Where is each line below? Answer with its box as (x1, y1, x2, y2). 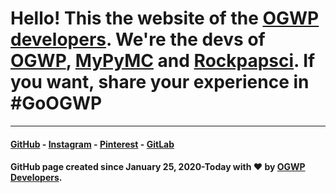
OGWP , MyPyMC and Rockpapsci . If (10, 50, 316, 72)
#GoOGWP (10, 92, 103, 115)
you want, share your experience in (10, 71, 310, 94)
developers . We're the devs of (10, 28, 266, 51)
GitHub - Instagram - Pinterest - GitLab (10, 138, 175, 150)
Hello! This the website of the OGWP (10, 7, 320, 30)
